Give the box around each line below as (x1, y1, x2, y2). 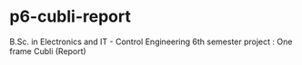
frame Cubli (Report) (9, 45, 86, 56)
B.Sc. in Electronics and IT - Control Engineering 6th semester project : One (9, 36, 293, 47)
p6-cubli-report (9, 6, 132, 27)
